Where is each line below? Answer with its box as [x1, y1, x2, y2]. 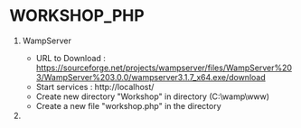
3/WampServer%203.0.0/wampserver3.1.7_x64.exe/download [35, 71, 266, 82]
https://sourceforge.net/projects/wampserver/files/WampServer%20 [35, 62, 292, 73]
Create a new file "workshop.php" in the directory [35, 100, 221, 111]
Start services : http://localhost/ [35, 81, 155, 92]
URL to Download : [35, 52, 106, 63]
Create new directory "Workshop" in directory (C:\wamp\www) [35, 91, 269, 102]
